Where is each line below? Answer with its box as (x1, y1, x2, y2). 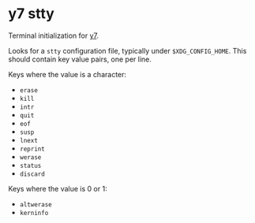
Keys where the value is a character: (8, 69, 127, 79)
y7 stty (8, 5, 55, 23)
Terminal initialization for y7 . (8, 31, 99, 40)
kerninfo (19, 209, 49, 217)
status (19, 162, 42, 169)
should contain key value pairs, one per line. (8, 54, 152, 64)
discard (19, 170, 45, 178)
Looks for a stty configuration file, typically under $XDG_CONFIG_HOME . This (8, 46, 247, 55)
